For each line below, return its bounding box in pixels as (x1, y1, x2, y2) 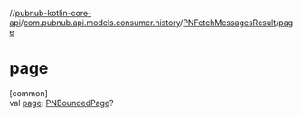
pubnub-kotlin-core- (14, 8, 92, 18)
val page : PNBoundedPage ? (9, 97, 114, 108)
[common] (9, 87, 48, 98)
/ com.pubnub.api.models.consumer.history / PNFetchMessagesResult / (20, 17, 279, 28)
